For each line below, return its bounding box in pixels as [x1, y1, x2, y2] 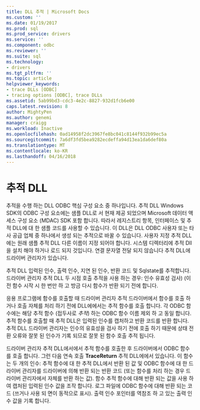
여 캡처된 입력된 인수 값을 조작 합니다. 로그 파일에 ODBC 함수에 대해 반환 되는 [6, 382, 186, 390]
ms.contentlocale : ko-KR [6, 148, 68, 154]
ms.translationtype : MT [6, 142, 66, 148]
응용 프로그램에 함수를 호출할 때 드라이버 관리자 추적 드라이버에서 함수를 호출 [6, 294, 185, 302]
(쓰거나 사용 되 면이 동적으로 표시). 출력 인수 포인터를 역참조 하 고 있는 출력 [12, 390, 186, 397]
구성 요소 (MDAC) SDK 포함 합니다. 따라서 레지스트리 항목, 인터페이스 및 [17, 217, 186, 224]
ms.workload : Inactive [6, 126, 63, 132]
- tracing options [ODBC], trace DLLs [6, 92, 103, 98]
